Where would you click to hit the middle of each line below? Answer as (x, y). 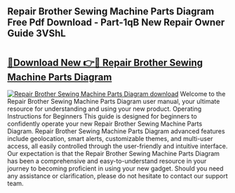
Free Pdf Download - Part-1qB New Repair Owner (116, 23)
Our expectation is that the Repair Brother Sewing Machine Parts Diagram (113, 153)
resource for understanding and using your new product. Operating (105, 109)
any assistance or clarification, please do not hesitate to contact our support (117, 176)
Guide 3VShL (37, 33)
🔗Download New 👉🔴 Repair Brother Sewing (105, 62)
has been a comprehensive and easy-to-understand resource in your (107, 161)
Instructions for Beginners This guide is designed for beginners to (102, 116)
